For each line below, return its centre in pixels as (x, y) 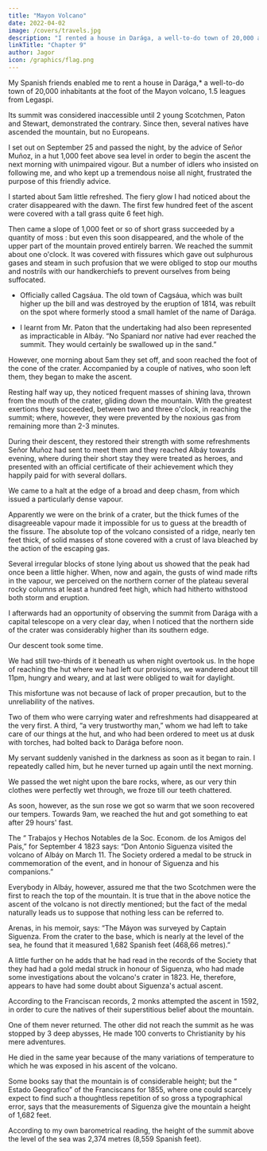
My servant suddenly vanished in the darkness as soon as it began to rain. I (132, 758)
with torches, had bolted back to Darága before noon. (96, 742)
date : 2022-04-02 (37, 23)
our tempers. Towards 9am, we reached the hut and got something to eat (128, 814)
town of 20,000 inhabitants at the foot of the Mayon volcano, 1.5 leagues (127, 91)
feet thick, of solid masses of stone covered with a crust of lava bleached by (133, 540)
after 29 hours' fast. (41, 822)
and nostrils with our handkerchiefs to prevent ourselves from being (119, 271)
